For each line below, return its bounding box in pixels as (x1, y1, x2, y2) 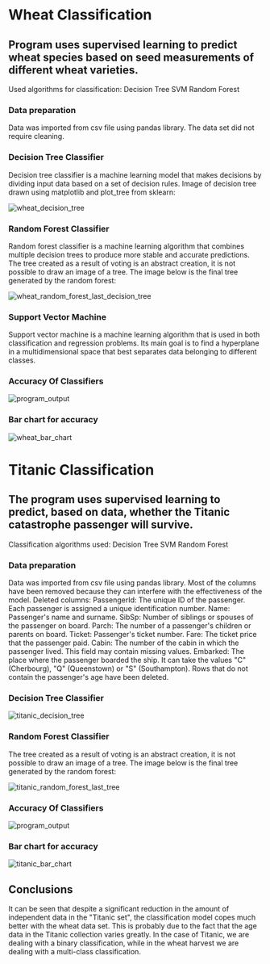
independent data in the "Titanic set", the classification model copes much (8, 912, 256, 922)
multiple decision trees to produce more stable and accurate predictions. (8, 249, 250, 259)
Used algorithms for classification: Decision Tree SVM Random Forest (8, 85, 240, 94)
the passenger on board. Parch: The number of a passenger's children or (8, 621, 251, 631)
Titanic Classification (8, 460, 155, 479)
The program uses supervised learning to (8, 492, 221, 506)
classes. (8, 355, 36, 365)
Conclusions (8, 882, 73, 896)
